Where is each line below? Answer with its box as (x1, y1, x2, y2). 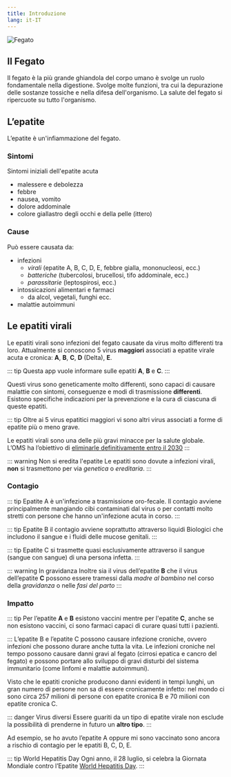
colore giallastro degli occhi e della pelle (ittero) (17, 210, 153, 218)
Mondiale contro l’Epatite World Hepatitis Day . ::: (7, 762, 145, 770)
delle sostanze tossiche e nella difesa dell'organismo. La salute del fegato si (7, 88, 223, 97)
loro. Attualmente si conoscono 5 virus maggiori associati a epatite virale (7, 346, 215, 354)
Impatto (7, 598, 34, 608)
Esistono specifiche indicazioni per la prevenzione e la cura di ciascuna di (7, 394, 217, 403)
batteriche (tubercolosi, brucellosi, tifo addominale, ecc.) (27, 271, 189, 279)
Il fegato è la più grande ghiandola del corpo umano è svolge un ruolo (7, 74, 205, 82)
